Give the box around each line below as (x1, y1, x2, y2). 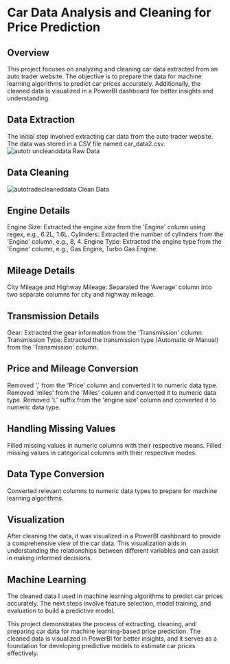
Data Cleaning (7, 167, 69, 179)
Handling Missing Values (7, 423, 116, 435)
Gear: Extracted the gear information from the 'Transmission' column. (7, 328, 204, 337)
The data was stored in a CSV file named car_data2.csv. (7, 139, 166, 148)
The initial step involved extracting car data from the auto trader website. (7, 132, 214, 140)
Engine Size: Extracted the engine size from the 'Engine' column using (7, 223, 206, 231)
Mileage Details (7, 264, 76, 276)
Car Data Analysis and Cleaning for (7, 5, 211, 21)
